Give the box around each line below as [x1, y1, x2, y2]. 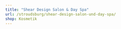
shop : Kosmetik [5, 16, 37, 21]
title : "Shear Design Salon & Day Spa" [5, 7, 89, 12]
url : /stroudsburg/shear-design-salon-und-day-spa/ [5, 12, 116, 17]
